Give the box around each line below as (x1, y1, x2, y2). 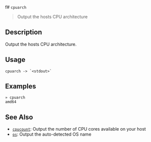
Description (5, 28, 42, 37)
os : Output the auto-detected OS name (12, 131, 92, 138)
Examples (5, 82, 36, 91)
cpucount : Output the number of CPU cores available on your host (12, 126, 146, 132)
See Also (5, 113, 33, 121)
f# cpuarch (5, 4, 27, 10)
